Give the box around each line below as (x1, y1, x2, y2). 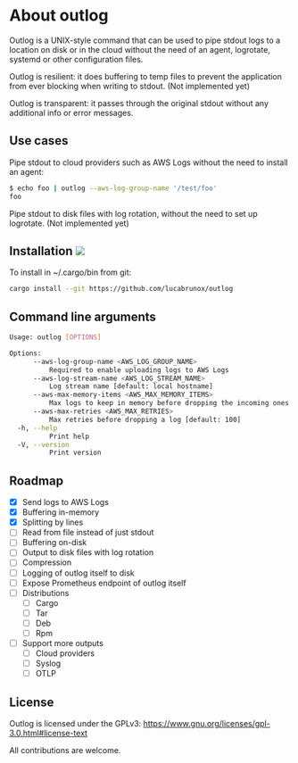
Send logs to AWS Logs (21, 497, 110, 508)
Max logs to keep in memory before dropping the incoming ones (48, 399, 290, 408)
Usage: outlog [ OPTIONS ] (9, 333, 102, 342)
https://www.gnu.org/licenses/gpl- (143, 718, 270, 728)
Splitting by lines (21, 517, 84, 527)
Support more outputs (21, 637, 104, 648)
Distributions (21, 587, 70, 598)
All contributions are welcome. (9, 745, 121, 755)
